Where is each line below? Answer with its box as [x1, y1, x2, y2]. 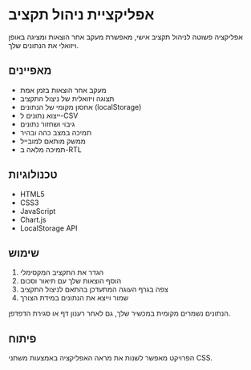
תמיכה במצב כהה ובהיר [19, 127, 92, 137]
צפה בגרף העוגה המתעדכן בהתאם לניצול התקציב [19, 284, 168, 294]
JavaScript [19, 206, 56, 215]
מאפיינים [8, 64, 52, 78]
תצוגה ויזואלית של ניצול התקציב [19, 94, 115, 103]
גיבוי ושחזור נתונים [19, 119, 75, 129]
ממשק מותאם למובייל [19, 136, 86, 146]
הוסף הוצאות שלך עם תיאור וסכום [19, 276, 122, 286]
